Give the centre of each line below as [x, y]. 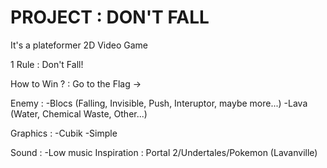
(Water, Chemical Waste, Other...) [79, 113]
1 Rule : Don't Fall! [47, 64]
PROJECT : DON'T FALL [110, 17]
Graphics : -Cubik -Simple [64, 133]
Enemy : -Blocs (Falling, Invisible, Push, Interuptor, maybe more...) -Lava [159, 103]
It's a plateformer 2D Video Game [79, 45]
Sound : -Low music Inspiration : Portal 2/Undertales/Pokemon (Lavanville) [164, 152]
